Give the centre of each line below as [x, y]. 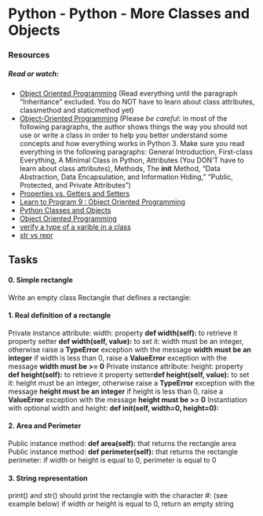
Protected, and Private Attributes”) [75, 185]
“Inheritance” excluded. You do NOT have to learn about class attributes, [137, 102]
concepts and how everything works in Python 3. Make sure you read [132, 144]
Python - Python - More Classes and [129, 14]
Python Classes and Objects [65, 210]
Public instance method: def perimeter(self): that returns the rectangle [123, 452]
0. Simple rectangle [40, 280]
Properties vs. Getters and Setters [75, 194]
